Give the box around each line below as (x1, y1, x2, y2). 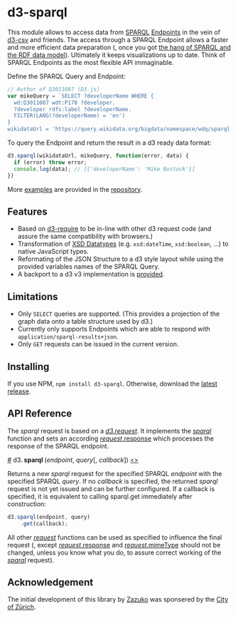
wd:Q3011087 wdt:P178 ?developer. (13, 99, 116, 106)
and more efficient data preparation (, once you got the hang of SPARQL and (7, 43, 231, 51)
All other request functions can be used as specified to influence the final (7, 532, 222, 542)
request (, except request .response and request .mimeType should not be (7, 540, 221, 549)
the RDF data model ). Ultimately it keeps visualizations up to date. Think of (7, 51, 226, 59)
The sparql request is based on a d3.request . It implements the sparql (7, 426, 212, 435)
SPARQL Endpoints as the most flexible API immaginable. (7, 58, 174, 66)
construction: (7, 500, 46, 508)
